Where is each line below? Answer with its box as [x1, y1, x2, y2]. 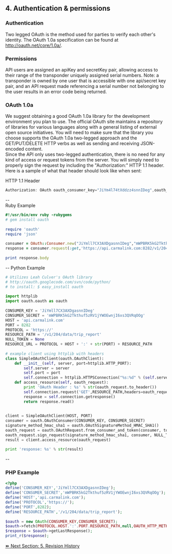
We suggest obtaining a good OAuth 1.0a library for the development [5, 113, 150, 119]
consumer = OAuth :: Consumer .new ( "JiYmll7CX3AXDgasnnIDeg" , [5, 241, 134, 246]
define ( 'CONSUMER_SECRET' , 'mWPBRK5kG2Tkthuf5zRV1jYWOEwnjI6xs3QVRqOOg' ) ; [5, 490, 166, 495]
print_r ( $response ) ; [5, 533, 50, 539]
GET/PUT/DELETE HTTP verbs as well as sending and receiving [5, 140, 140, 147]
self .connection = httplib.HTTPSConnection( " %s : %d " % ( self [24, 375, 155, 380]
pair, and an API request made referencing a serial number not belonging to [5, 83, 164, 89]
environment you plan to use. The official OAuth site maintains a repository [5, 118, 163, 125]
